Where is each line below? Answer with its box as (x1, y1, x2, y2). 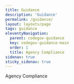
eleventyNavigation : (5, 31, 49, 36)
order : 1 (10, 45, 28, 50)
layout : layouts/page (5, 21, 51, 27)
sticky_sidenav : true (5, 59, 51, 64)
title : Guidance (5, 7, 40, 13)
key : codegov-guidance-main (10, 40, 69, 46)
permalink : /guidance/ (5, 17, 53, 22)
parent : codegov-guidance (10, 36, 65, 41)
